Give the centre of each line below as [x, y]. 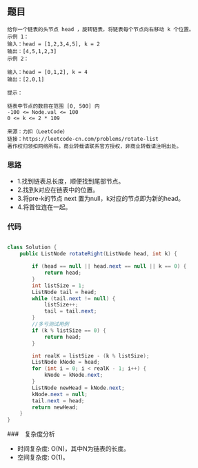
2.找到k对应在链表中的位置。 [58, 190]
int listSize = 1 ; [58, 285]
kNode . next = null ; [60, 394]
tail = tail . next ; [70, 311]
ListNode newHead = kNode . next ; [79, 388]
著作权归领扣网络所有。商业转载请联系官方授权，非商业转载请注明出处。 [95, 146]
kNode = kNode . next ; [73, 375]
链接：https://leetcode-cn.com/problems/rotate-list [83, 139]
